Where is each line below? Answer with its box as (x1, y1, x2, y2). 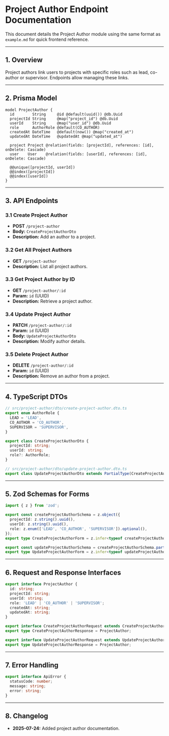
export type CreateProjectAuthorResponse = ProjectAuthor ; (5, 628, 132, 633)
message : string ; (10, 683, 46, 689)
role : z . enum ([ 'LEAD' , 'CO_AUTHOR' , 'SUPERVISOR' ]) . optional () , (10, 526, 147, 531)
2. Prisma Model (5, 94, 57, 103)
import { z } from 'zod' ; (5, 503, 59, 508)
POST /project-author (12, 223, 60, 229)
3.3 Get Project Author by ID (5, 276, 75, 283)
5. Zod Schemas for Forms (5, 490, 90, 499)
